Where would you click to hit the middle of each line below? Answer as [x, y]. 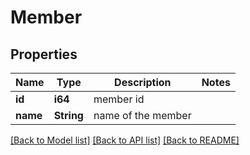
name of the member [142, 115]
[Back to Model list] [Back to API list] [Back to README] [125, 140]
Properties [44, 54]
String [68, 115]
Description [143, 82]
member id [119, 99]
